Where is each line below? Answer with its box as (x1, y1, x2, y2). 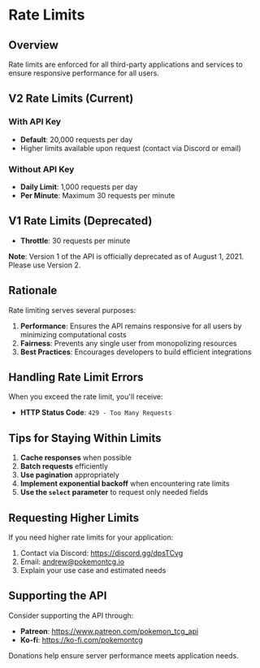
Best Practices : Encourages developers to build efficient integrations (19, 347, 252, 357)
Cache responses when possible (19, 453, 132, 462)
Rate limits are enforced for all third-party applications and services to (8, 59, 243, 69)
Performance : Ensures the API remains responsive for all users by (19, 321, 242, 331)
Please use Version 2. (8, 260, 81, 270)
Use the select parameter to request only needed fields (19, 488, 209, 497)
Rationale (8, 284, 58, 297)
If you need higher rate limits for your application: (8, 532, 174, 542)
